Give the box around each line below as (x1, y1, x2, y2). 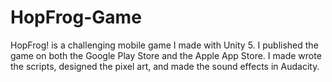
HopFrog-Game (10, 6, 142, 29)
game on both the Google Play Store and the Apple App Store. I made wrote (10, 49, 322, 61)
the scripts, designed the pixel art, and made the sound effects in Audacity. (10, 60, 320, 72)
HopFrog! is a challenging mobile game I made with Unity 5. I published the (10, 39, 319, 51)
